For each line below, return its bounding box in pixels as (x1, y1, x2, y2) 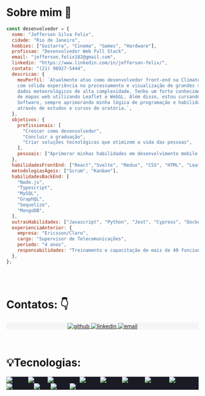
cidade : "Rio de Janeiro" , (12, 37, 81, 43)
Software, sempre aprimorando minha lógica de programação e (17, 100, 176, 106)
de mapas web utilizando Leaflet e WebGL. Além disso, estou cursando (17, 94, 201, 100)
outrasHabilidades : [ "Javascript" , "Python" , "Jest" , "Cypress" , (12, 219, 182, 225)
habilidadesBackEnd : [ (12, 174, 70, 180)
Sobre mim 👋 (6, 5, 72, 20)
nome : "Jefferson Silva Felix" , (12, 31, 95, 37)
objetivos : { (12, 116, 45, 123)
